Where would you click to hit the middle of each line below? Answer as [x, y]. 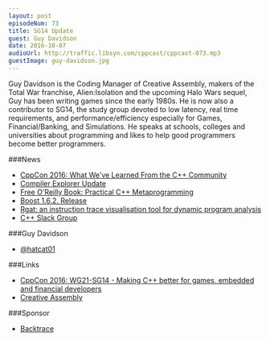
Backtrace [37, 328]
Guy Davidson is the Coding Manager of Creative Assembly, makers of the [131, 83]
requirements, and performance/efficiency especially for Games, [115, 118]
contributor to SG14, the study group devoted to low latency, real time [123, 109]
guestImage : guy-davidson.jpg [59, 61]
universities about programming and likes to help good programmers [122, 135]
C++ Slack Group [49, 218]
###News [25, 159]
